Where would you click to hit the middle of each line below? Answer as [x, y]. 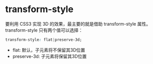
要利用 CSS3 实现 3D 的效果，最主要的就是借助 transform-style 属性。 [78, 24]
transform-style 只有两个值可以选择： [44, 30]
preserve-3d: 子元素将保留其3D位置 [50, 56]
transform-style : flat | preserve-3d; [44, 40]
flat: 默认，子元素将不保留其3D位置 [49, 50]
